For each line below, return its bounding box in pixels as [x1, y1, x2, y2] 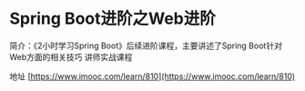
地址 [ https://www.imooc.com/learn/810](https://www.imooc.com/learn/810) [9, 70, 296, 82]
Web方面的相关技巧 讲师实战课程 [9, 51, 133, 62]
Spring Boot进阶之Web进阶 [9, 8, 216, 29]
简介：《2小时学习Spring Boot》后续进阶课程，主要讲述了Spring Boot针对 [9, 40, 282, 51]
